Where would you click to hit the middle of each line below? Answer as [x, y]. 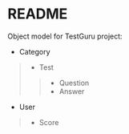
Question [74, 83]
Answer [72, 91]
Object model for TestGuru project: [65, 36]
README [38, 14]
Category [34, 51]
